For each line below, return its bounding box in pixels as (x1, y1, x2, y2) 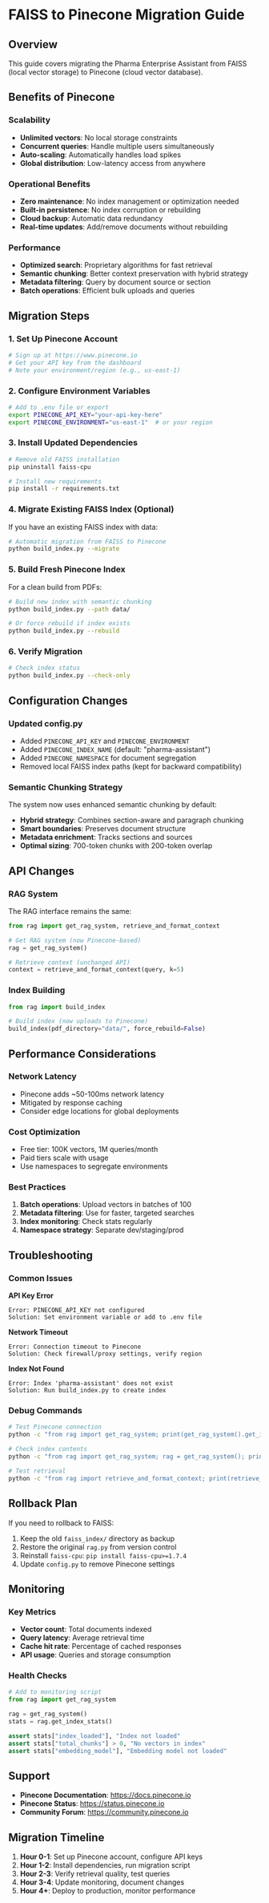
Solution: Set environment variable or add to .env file (8, 1313, 203, 1322)
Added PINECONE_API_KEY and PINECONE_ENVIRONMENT (19, 736, 190, 745)
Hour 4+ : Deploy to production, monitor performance (19, 1886, 196, 1896)
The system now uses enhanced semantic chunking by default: (8, 800, 218, 810)
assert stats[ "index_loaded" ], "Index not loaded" (8, 1731, 181, 1740)
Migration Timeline (8, 1830, 105, 1844)
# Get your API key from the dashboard (8, 358, 142, 366)
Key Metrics (8, 1606, 57, 1617)
